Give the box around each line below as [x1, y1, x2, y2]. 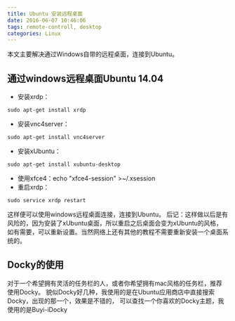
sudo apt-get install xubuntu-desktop [7, 161, 121, 169]
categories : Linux [7, 30, 61, 37]
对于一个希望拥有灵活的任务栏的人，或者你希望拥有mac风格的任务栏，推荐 [7, 279, 223, 287]
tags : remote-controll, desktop [7, 23, 102, 30]
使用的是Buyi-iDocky [7, 305, 68, 313]
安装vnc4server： [17, 120, 70, 129]
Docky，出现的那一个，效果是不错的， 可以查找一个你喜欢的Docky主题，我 [7, 296, 224, 305]
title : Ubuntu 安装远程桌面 [7, 10, 83, 18]
